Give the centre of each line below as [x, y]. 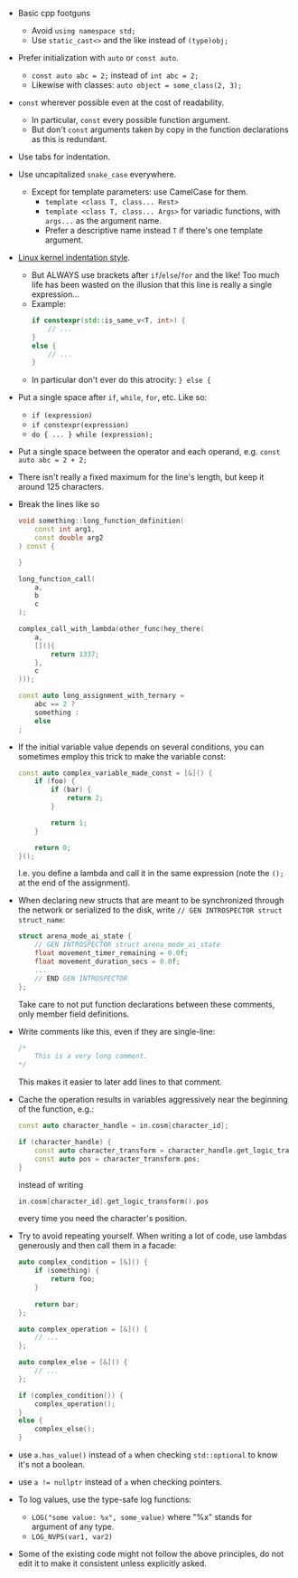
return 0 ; [53, 847]
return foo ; [73, 1279]
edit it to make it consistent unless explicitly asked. [112, 1564]
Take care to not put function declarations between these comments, [146, 1004]
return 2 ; [85, 799]
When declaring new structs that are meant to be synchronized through [151, 901]
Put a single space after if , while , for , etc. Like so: [112, 397]
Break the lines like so [59, 504]
